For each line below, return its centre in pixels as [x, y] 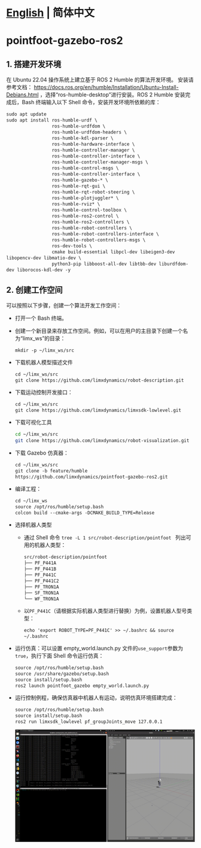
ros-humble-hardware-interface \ [93, 144]
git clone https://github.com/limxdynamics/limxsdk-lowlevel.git [98, 410]
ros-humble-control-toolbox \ [89, 210]
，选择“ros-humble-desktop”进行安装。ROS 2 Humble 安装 [112, 95]
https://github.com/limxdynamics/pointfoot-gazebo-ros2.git [91, 477]
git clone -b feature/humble [51, 471]
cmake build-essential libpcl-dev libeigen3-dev [113, 252]
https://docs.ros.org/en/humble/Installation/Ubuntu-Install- [106, 87]
